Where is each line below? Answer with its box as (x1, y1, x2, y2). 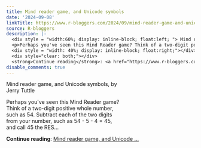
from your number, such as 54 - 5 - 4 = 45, (6, 118, 112, 125)
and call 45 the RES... (6, 124, 59, 131)
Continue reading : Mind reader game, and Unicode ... (6, 135, 139, 143)
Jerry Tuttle (6, 87, 35, 94)
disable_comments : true (6, 64, 66, 70)
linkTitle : (6, 20, 33, 26)
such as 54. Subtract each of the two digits (6, 111, 112, 118)
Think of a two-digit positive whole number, (6, 105, 114, 112)
